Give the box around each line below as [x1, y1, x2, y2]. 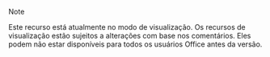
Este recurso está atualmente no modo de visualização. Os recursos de [8, 22, 247, 31]
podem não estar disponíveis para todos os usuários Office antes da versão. [8, 39, 263, 49]
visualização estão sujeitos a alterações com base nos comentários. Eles [8, 31, 251, 40]
